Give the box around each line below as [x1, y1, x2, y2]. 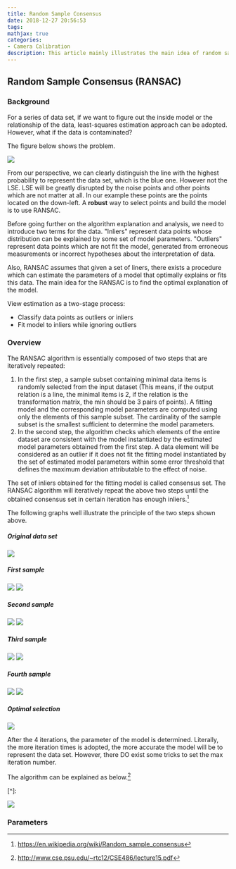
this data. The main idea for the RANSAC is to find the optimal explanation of [7, 278, 228, 286]
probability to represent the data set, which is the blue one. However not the [7, 175, 228, 184]
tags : [7, 23, 23, 30]
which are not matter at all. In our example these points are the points [7, 191, 208, 199]
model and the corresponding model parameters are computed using [17, 405, 218, 413]
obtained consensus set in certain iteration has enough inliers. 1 [7, 493, 190, 503]
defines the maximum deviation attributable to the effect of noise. [17, 464, 207, 473]
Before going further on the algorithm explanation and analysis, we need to [7, 219, 224, 228]
